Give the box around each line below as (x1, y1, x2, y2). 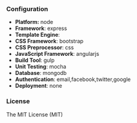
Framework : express (14, 25, 68, 32)
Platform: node (14, 19, 53, 26)
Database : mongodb (14, 70, 67, 77)
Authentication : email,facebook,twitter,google (14, 76, 131, 83)
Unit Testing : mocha (14, 63, 66, 70)
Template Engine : (14, 31, 60, 38)
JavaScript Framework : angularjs (14, 50, 100, 58)
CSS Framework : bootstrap (14, 38, 84, 45)
